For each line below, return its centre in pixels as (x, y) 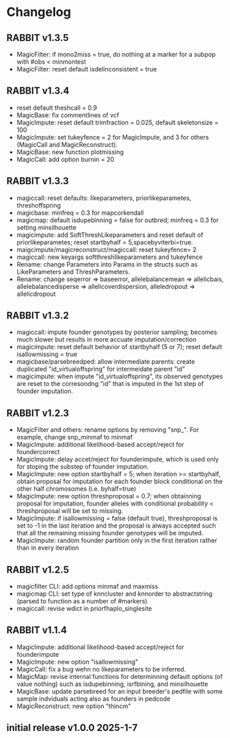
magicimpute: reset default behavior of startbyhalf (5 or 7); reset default (119, 347)
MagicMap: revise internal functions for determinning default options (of (120, 676)
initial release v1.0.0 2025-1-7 (72, 728)
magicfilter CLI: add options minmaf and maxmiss (87, 587)
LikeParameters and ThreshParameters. (73, 271)
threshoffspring (39, 205)
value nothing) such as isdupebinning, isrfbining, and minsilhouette (112, 684)
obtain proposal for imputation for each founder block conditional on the (120, 481)
